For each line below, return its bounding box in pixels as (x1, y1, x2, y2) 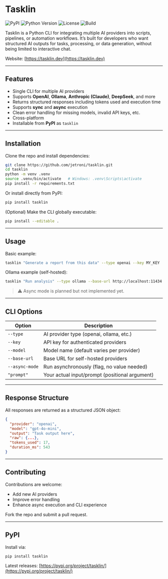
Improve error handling (12, 496, 60, 502)
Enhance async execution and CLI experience (12, 502, 107, 508)
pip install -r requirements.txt (5, 181, 75, 186)
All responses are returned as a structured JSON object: (5, 407, 121, 413)
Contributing (5, 468, 46, 477)
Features (5, 75, 33, 83)
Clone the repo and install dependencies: (5, 153, 90, 159)
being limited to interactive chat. (5, 46, 71, 52)
